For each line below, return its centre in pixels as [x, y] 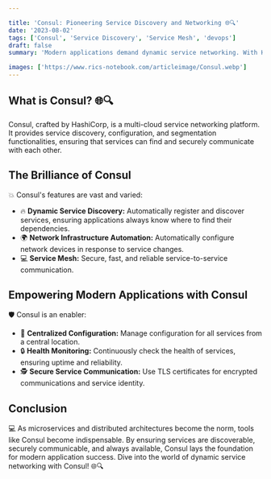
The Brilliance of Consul [70, 175]
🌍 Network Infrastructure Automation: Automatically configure [127, 237]
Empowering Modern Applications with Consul [128, 295]
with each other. [35, 150]
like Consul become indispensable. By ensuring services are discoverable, [132, 440]
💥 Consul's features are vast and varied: [75, 195]
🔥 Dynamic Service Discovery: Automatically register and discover [132, 211]
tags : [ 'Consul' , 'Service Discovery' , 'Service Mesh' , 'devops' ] [122, 38]
